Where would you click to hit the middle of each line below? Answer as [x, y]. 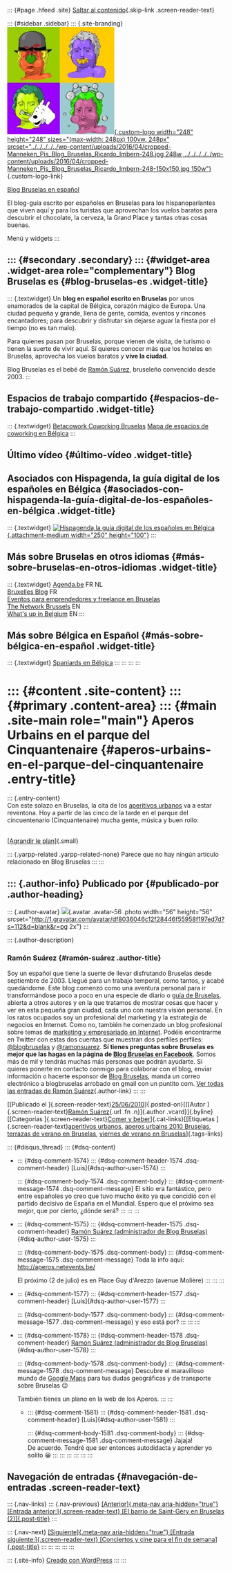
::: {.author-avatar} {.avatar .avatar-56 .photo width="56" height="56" [110, 912]
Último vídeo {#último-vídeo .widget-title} [100, 455]
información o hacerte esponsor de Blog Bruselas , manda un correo [104, 1076]
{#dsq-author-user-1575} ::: [57, 1239]
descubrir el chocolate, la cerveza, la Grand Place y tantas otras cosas [108, 218]
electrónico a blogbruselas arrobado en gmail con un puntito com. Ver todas [116, 1083]
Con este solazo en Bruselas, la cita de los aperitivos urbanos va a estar [109, 806]
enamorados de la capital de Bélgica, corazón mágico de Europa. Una [106, 306]
